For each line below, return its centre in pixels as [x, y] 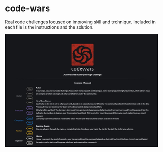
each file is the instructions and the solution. [49, 27]
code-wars [28, 8]
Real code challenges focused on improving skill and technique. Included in [81, 22]
